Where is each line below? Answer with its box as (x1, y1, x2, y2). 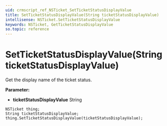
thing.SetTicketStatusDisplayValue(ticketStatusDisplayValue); (5, 116, 143, 121)
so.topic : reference (5, 27, 50, 32)
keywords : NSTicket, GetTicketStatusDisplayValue (5, 22, 114, 27)
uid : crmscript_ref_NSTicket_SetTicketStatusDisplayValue (5, 7, 132, 13)
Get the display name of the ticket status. (5, 77, 92, 83)
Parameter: (5, 87, 30, 93)
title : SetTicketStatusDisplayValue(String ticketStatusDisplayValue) (5, 12, 159, 17)
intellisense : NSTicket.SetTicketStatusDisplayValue (5, 17, 120, 22)
